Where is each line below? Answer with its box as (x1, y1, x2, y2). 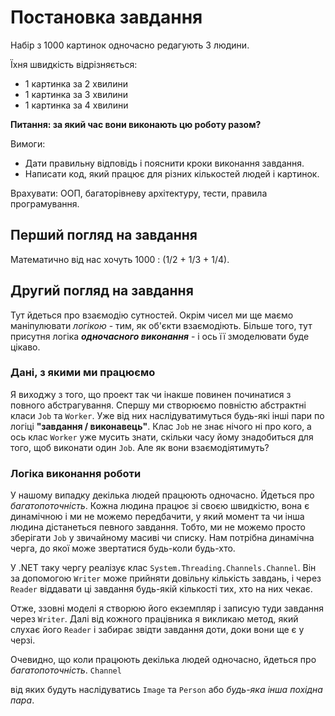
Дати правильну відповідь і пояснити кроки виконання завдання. (24, 157, 305, 169)
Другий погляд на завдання (10, 282, 194, 300)
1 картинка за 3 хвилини (24, 88, 129, 100)
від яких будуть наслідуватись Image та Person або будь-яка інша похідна (10, 684, 323, 696)
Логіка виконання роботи (10, 466, 142, 480)
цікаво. (10, 341, 41, 353)
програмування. (10, 197, 80, 210)
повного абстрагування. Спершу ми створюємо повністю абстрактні (10, 399, 307, 411)
